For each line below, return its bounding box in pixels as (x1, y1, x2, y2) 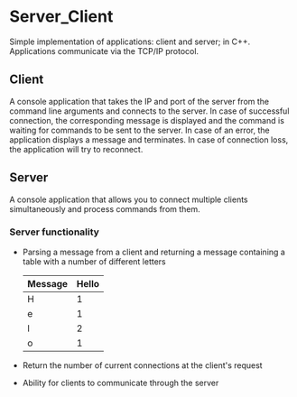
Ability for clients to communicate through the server (22, 377, 219, 388)
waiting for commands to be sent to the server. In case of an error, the (9, 125, 270, 135)
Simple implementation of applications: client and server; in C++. (9, 36, 251, 47)
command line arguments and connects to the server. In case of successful (9, 106, 290, 116)
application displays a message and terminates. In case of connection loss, (9, 134, 289, 145)
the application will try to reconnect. (9, 143, 144, 154)
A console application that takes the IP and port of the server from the (9, 96, 270, 106)
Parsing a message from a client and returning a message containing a (22, 246, 286, 257)
